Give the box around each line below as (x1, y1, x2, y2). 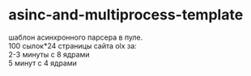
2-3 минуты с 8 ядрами (8, 49, 90, 59)
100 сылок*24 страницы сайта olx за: (8, 40, 138, 50)
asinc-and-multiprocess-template (8, 6, 244, 24)
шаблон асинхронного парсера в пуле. (8, 32, 143, 42)
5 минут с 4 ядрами (8, 58, 77, 68)
